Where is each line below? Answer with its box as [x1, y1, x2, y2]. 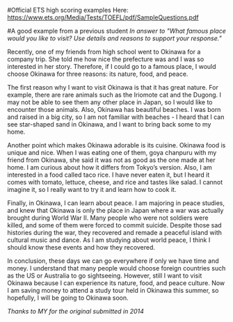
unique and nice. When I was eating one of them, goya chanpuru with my [7, 149, 217, 156]
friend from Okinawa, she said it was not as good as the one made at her [7, 156, 216, 164]
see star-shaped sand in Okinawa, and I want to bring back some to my [7, 120, 211, 128]
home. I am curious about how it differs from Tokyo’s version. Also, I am [7, 163, 212, 171]
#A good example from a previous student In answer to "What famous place [7, 27, 226, 35]
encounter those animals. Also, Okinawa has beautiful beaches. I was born [7, 106, 221, 113]
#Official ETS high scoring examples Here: [7, 6, 129, 14]
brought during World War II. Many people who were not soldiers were [7, 214, 209, 222]
